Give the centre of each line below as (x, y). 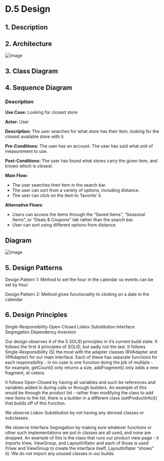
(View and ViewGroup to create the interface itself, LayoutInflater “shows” (80, 448)
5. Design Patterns (34, 268)
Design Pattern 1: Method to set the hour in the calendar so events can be (79, 280)
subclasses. (17, 418)
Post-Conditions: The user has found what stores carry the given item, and (81, 161)
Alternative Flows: (24, 205)
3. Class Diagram (32, 71)
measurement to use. (26, 151)
